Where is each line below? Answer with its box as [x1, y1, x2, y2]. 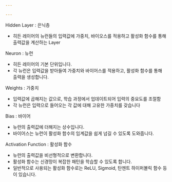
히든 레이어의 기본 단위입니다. [12, 61, 72, 67]
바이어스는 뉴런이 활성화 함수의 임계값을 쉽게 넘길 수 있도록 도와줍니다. [12, 130, 154, 136]
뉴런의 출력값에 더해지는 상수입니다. [12, 124, 85, 130]
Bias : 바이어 [5, 113, 31, 119]
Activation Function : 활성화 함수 [5, 141, 72, 147]
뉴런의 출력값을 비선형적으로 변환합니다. [12, 152, 93, 158]
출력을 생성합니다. [12, 74, 49, 80]
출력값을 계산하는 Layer [12, 39, 61, 45]
